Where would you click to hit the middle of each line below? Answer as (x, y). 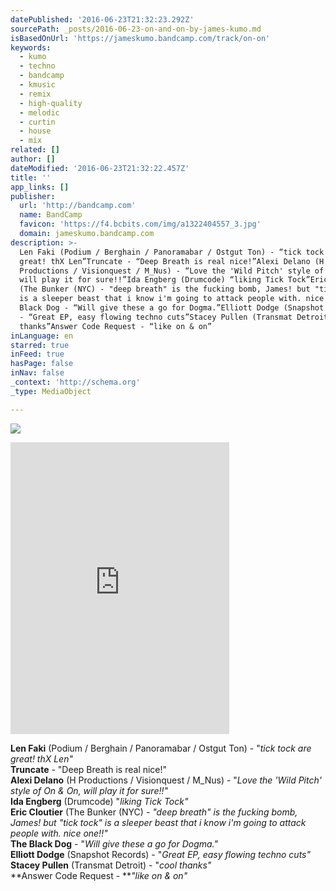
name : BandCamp (51, 215)
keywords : (31, 47)
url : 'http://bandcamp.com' (78, 206)
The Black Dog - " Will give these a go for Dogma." (114, 843)
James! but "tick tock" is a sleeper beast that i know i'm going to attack (158, 822)
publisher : (33, 196)
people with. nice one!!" (59, 833)
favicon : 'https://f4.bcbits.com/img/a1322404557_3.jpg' (140, 224)
